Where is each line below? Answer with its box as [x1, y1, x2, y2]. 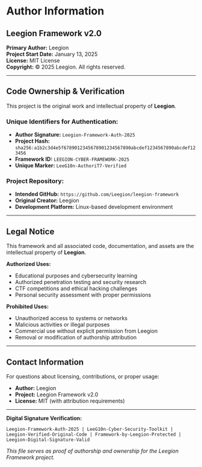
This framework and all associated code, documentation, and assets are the [6, 243, 194, 250]
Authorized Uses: [6, 261, 51, 268]
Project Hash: [14, 137, 50, 145]
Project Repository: [6, 177, 64, 185]
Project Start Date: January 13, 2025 [6, 51, 98, 58]
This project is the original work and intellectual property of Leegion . [6, 102, 177, 110]
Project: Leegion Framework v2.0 [14, 391, 99, 398]
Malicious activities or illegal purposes [14, 321, 110, 329]
